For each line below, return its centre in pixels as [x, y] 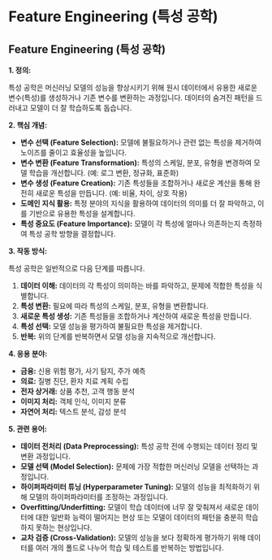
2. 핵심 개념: [28, 125]
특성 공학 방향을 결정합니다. [72, 234]
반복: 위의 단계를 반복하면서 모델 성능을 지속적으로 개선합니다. [118, 336]
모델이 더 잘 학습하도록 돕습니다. [81, 108]
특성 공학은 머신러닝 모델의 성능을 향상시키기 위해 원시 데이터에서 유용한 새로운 [133, 87]
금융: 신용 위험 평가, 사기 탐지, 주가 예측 [83, 371]
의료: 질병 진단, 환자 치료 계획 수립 [74, 381]
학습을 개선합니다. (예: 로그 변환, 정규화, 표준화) [104, 173]
